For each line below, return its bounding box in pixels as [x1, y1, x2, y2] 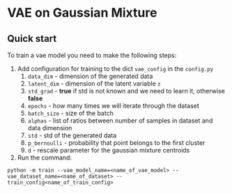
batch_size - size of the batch [27, 109, 114, 117]
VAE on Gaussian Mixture [7, 5, 157, 21]
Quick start [7, 33, 57, 45]
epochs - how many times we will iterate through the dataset [27, 102, 200, 109]
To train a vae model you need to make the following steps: [7, 51, 177, 59]
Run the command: [17, 153, 72, 162]
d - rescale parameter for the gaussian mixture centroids [27, 146, 190, 154]
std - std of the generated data [27, 131, 117, 139]
